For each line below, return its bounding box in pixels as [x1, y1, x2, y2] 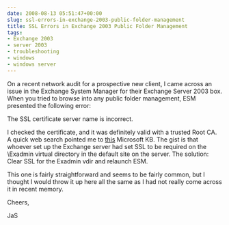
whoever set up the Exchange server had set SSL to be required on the [7, 142, 207, 150]
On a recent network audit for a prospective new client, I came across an [7, 79, 212, 88]
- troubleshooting [7, 49, 59, 55]
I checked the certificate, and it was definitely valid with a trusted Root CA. [7, 128, 217, 136]
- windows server [7, 61, 57, 68]
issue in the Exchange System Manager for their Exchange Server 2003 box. [7, 87, 223, 95]
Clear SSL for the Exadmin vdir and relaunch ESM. [7, 157, 148, 165]
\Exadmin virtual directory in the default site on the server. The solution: [7, 150, 209, 158]
